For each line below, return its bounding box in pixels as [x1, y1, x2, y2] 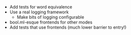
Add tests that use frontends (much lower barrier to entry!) [9, 24, 127, 30]
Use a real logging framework [9, 9, 69, 15]
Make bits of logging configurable [16, 14, 85, 20]
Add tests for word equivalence [9, 4, 73, 10]
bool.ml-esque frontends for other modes [9, 19, 93, 25]
